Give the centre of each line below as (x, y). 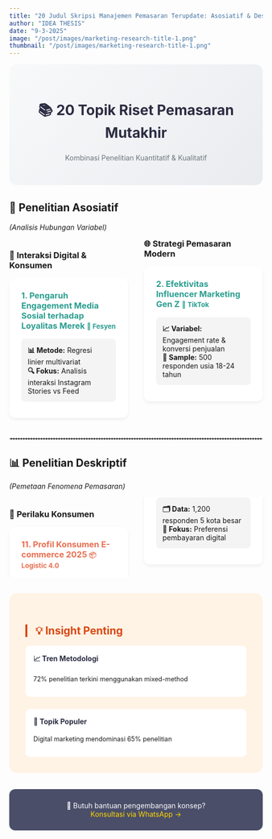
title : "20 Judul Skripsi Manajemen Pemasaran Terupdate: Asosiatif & (130, 16)
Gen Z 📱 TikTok (183, 305)
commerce (43, 554)
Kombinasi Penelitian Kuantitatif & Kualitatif (136, 158)
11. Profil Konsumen (60, 545)
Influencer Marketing (198, 294)
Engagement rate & (194, 340)
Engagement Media (60, 305)
